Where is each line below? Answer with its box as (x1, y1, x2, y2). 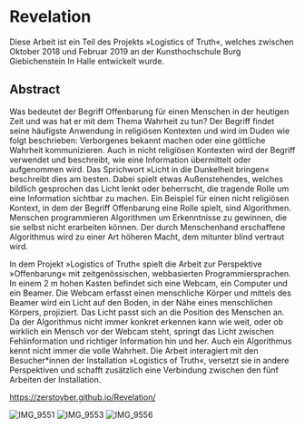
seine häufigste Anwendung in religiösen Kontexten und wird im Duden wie (9, 125, 290, 136)
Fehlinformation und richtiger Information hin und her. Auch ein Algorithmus (9, 336, 292, 346)
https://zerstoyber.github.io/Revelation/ (9, 392, 156, 403)
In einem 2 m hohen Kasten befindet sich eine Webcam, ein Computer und (9, 277, 288, 288)
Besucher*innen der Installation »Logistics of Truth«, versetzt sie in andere (9, 355, 290, 365)
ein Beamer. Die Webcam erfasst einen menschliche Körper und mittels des (9, 287, 292, 298)
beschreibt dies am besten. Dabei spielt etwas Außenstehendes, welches (9, 173, 284, 184)
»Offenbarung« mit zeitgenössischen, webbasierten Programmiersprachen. (9, 267, 292, 278)
